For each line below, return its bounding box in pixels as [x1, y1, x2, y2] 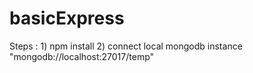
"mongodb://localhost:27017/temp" [9, 50, 155, 62]
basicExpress [9, 7, 125, 30]
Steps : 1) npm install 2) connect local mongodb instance [9, 40, 243, 52]
